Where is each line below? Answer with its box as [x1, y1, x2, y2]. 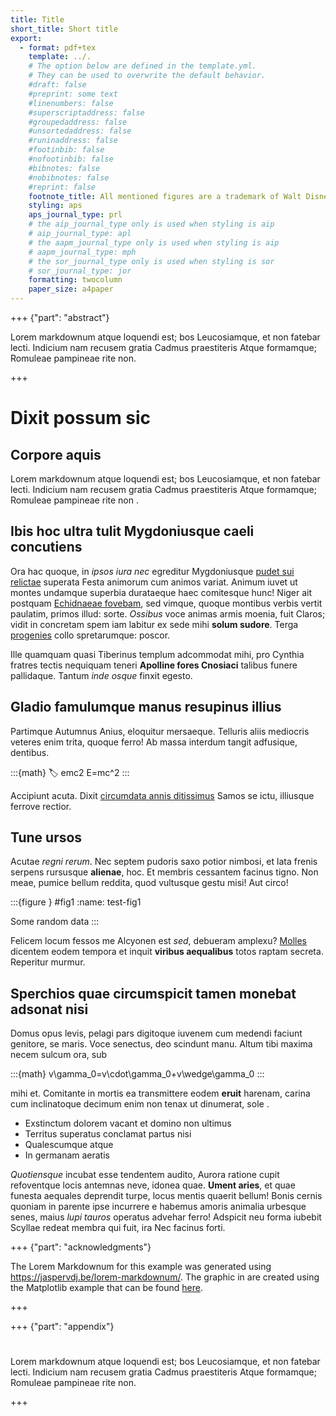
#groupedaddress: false [28, 117, 128, 127]
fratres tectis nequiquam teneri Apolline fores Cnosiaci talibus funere [10, 659, 298, 671]
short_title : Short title [10, 24, 118, 34]
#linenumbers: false [28, 98, 114, 108]
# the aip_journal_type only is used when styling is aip [28, 219, 275, 230]
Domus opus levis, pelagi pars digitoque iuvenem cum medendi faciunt [10, 1027, 303, 1040]
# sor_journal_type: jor [28, 266, 132, 276]
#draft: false [28, 80, 87, 90]
